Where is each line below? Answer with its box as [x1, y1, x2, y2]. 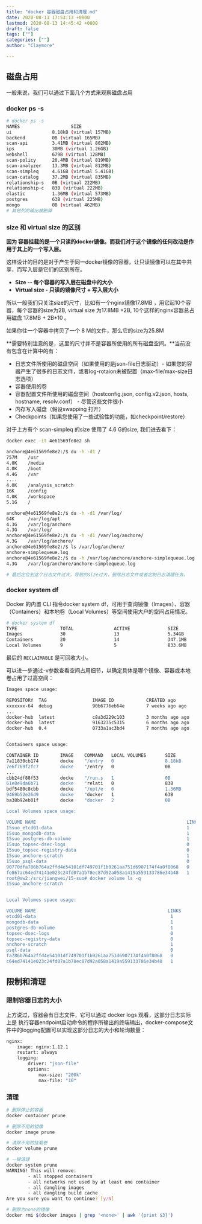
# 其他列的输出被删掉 [6, 208, 52, 214]
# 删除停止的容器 [6, 1107, 43, 1113]
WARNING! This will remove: [6, 1167, 77, 1174]
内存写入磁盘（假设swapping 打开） [14, 406, 104, 413]
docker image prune [6, 1129, 55, 1135]
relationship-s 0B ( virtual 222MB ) [6, 179, 101, 186]
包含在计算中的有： [11, 348, 59, 355]
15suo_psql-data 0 [6, 858, 189, 864]
